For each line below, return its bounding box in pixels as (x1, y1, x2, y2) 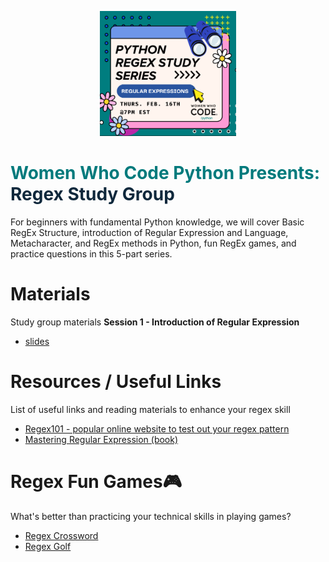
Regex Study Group (10, 183, 175, 206)
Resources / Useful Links (10, 371, 222, 393)
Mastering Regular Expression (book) (24, 433, 179, 445)
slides (24, 335, 50, 347)
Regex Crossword (24, 529, 99, 541)
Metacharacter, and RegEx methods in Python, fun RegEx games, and (10, 237, 297, 249)
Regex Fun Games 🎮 (10, 471, 183, 493)
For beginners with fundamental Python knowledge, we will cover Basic (10, 216, 305, 228)
